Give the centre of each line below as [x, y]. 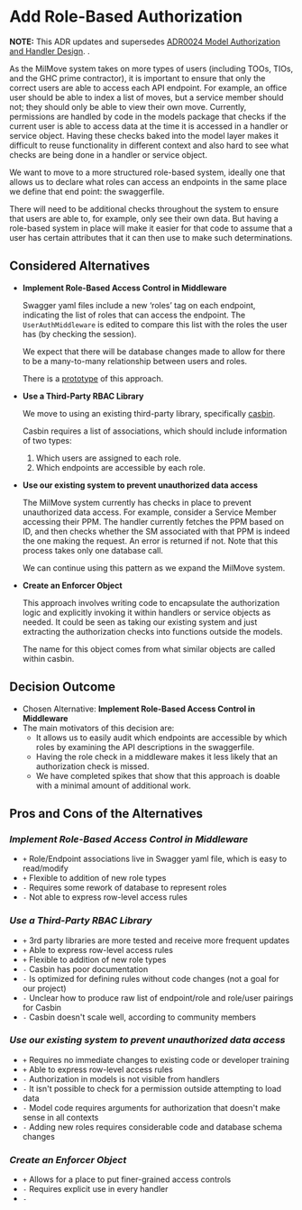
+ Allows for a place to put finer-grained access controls [127, 1179]
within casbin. [48, 658]
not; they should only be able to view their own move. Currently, [128, 106]
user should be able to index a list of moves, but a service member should [146, 97]
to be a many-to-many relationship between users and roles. [135, 361]
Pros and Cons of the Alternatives [106, 813]
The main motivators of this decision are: [98, 728]
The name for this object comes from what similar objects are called [149, 649]
